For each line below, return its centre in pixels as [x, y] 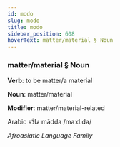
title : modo [25, 27]
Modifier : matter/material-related [56, 108]
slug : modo [24, 21]
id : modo [20, 14]
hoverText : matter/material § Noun [60, 40]
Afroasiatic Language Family [50, 136]
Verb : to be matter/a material [50, 81]
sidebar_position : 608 [41, 34]
